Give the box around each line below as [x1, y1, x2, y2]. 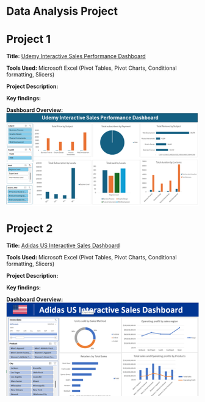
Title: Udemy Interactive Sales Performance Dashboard [6, 53, 146, 60]
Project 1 [6, 32, 51, 47]
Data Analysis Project [6, 4, 118, 18]
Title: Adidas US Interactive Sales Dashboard [6, 242, 120, 249]
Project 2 [6, 221, 53, 235]
